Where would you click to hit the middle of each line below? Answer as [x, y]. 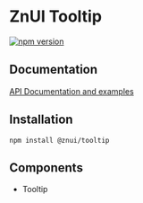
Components [46, 168]
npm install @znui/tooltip [59, 140]
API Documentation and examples [71, 91]
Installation [41, 120]
